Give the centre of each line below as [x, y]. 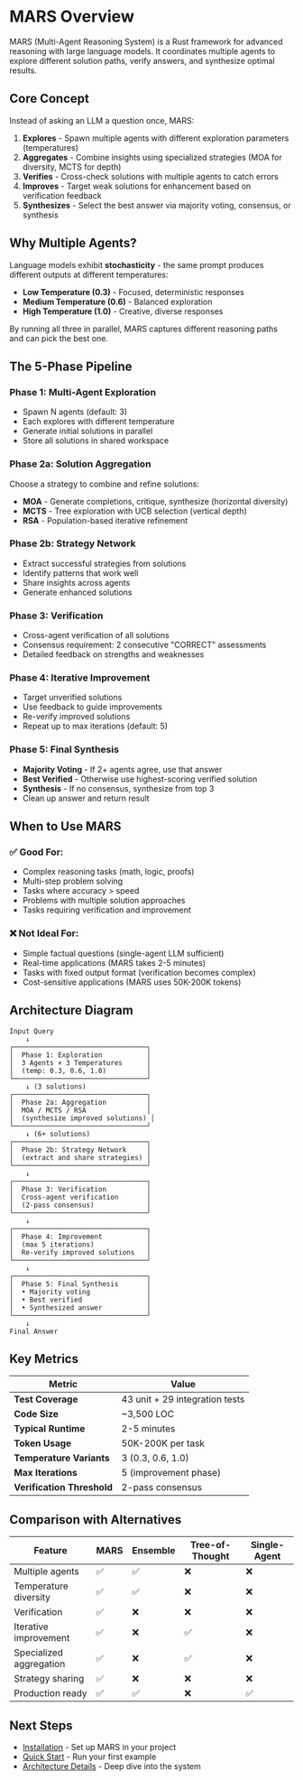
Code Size [36, 1414]
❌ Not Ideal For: [44, 933]
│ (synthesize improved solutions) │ [82, 1118]
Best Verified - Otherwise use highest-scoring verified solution [140, 779]
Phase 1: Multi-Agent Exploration [83, 392]
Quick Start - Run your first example [89, 1757]
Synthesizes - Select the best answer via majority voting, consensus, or [156, 205]
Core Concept [50, 99]
